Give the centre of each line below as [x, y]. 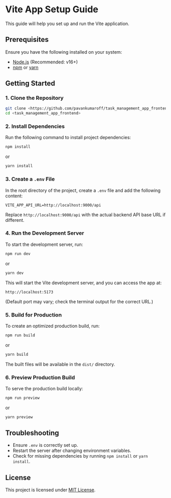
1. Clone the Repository [34, 98]
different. [15, 220]
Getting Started [30, 84]
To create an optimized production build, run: [53, 326]
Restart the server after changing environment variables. [72, 450]
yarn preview [19, 417]
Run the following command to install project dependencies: [68, 138]
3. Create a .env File [30, 179]
